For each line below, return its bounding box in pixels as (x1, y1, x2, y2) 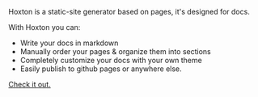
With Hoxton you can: (8, 23, 81, 32)
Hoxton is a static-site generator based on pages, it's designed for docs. (8, 7, 251, 16)
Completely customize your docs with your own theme (19, 56, 202, 65)
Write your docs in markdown (19, 38, 119, 48)
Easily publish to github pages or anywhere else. (19, 64, 182, 74)
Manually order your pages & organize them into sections (19, 47, 212, 56)
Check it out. (8, 80, 51, 89)
